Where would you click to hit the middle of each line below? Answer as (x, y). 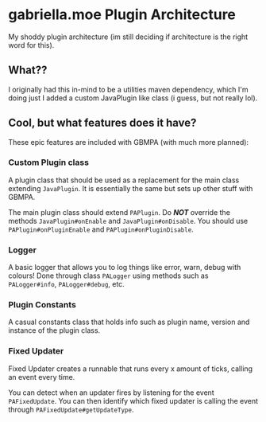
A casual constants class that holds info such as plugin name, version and (129, 322)
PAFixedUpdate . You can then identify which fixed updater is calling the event (133, 401)
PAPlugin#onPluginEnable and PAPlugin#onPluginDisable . (101, 229)
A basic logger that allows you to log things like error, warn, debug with (125, 268)
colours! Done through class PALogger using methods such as (108, 275)
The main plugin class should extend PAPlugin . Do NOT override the (119, 212)
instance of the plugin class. (54, 330)
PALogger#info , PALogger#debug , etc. (66, 284)
